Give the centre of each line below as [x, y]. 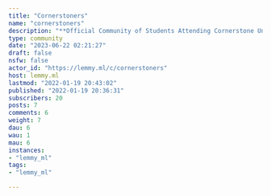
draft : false [30, 53]
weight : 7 [25, 120]
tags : [17, 165]
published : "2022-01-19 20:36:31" [67, 90]
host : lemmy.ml [34, 76]
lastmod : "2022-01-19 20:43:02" [63, 83]
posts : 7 [23, 105]
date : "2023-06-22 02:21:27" [57, 46]
